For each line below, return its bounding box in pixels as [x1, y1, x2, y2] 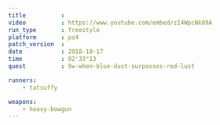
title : [8, 11, 65, 20]
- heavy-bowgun [22, 105, 72, 113]
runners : [8, 76, 37, 84]
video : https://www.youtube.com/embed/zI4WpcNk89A [8, 19, 213, 27]
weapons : [8, 98, 37, 105]
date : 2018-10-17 [8, 48, 104, 55]
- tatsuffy [22, 84, 58, 91]
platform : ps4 [8, 33, 79, 41]
